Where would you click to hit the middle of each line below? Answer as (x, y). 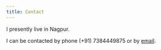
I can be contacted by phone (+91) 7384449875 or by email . (81, 40)
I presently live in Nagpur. (38, 29)
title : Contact (25, 12)
